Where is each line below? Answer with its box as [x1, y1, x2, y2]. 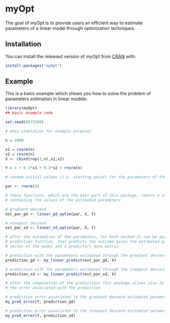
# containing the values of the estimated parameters [5, 197, 121, 203]
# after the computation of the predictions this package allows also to [5, 280, 164, 286]
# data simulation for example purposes [5, 129, 92, 134]
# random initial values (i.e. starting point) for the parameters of [5, 175, 157, 180]
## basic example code [5, 110, 53, 115]
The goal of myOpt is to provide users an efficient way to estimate [5, 20, 143, 26]
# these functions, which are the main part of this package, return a [5, 193, 159, 198]
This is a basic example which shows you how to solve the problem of [5, 91, 151, 97]
